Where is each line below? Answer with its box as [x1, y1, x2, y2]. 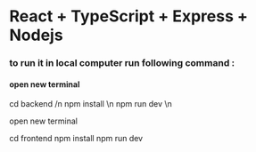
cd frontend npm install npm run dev [9, 133, 144, 144]
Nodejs [9, 25, 64, 45]
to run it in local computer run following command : [9, 57, 235, 69]
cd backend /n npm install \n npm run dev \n [9, 99, 172, 109]
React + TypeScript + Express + [9, 6, 248, 27]
